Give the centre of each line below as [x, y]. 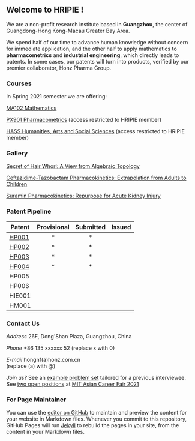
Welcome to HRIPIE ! [45, 10]
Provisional [53, 227]
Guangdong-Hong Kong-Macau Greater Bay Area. [68, 31]
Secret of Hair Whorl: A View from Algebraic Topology [73, 166]
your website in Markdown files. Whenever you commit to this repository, [97, 419]
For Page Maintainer [36, 400]
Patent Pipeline [29, 211]
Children [17, 184]
